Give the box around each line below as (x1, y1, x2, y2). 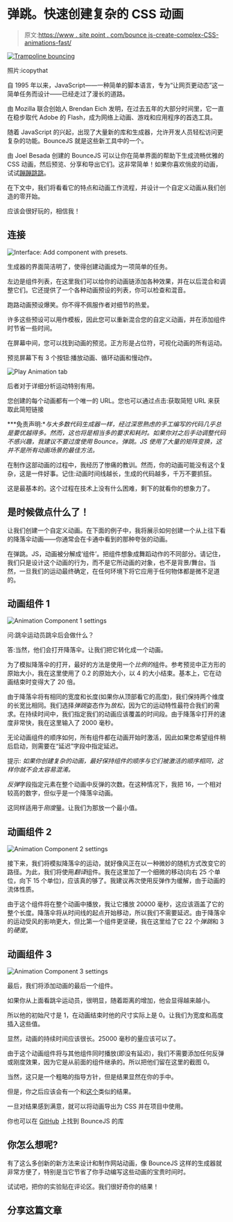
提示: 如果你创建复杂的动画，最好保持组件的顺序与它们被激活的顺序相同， (7, 757, 217, 765)
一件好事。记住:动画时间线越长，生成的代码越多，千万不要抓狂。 (31, 469, 216, 478)
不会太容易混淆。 (25, 765, 74, 774)
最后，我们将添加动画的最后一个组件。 (7, 982, 116, 989)
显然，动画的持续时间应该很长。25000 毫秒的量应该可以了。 (7, 1035, 180, 1042)
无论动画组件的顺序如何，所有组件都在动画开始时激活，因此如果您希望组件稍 (7, 733, 226, 742)
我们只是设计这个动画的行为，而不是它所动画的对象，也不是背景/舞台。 (7, 558, 210, 567)
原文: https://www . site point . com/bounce (24, 31, 147, 39)
